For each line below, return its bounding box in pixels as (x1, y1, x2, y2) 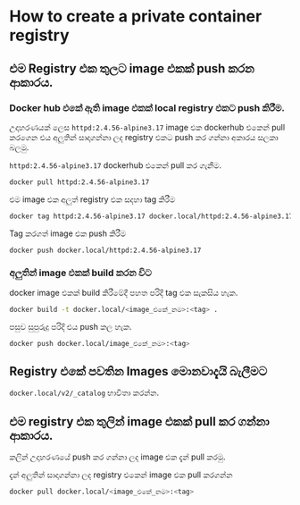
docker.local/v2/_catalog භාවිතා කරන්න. (9, 387, 159, 399)
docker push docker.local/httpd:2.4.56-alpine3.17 (9, 246, 202, 255)
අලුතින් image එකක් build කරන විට (9, 266, 152, 279)
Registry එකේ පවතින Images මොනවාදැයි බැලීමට (9, 364, 268, 379)
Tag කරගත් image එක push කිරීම (9, 228, 127, 239)
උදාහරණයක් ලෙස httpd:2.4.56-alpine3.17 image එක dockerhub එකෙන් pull (9, 122, 286, 132)
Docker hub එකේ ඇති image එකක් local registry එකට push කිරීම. (9, 101, 286, 114)
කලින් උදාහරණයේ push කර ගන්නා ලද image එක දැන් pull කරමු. (9, 451, 226, 462)
